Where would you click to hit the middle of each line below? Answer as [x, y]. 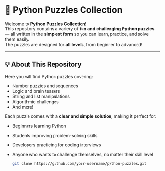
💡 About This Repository [43, 65]
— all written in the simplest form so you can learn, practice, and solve [77, 34]
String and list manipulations [41, 96]
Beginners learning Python [39, 126]
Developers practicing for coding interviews [56, 145]
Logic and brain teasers [36, 91]
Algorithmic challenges [35, 101]
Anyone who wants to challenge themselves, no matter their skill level [82, 154]
